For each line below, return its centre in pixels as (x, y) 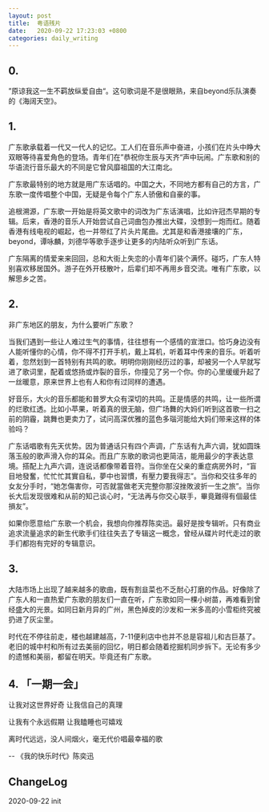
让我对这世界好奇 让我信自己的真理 (65, 705)
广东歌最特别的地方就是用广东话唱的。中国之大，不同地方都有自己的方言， (131, 184)
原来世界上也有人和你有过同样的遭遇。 (106, 381)
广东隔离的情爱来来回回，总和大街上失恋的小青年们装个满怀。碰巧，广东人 (131, 258)
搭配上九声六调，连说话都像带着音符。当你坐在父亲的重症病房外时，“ (136, 465)
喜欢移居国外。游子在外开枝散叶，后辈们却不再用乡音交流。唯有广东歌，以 (138, 268)
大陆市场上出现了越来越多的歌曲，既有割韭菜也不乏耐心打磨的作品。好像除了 (134, 589)
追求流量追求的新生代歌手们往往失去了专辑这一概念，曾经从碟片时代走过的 (131, 533)
